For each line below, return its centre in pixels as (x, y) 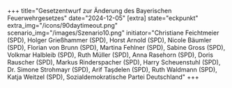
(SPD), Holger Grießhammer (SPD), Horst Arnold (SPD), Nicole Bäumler (109, 40)
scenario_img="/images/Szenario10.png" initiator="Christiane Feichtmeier (113, 33)
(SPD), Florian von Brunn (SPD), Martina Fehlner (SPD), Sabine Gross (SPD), (116, 47)
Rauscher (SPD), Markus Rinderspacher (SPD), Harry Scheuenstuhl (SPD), (114, 62)
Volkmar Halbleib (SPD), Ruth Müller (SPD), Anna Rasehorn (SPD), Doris (110, 55)
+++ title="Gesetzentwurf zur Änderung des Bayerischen (90, 11)
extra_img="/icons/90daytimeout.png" (63, 25)
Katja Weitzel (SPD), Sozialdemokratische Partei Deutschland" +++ (103, 77)
